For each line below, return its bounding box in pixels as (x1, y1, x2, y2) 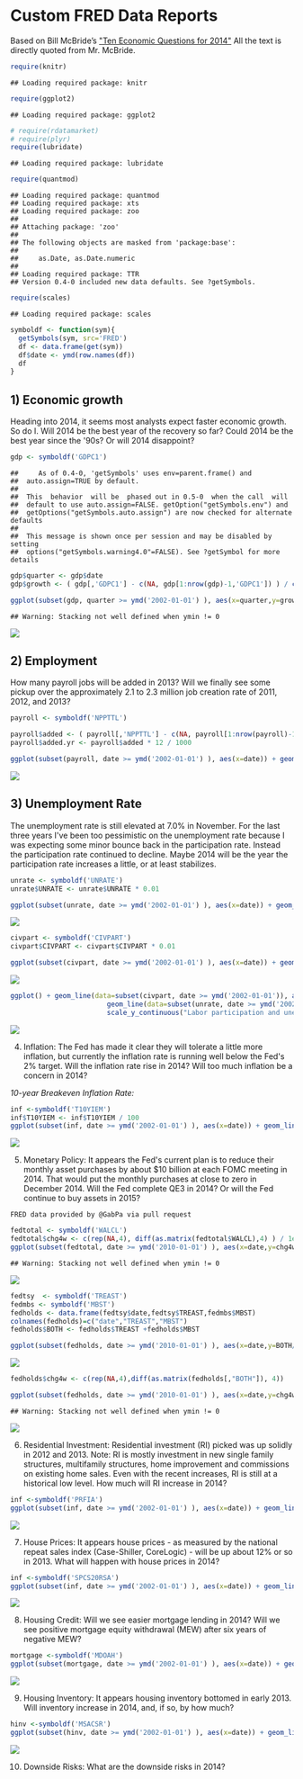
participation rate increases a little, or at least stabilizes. (10, 858, 217, 869)
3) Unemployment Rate (10, 796, 142, 812)
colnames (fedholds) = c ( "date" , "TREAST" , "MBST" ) (10, 1316, 188, 1325)
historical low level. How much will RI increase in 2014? (22, 1478, 227, 1488)
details (10, 555, 40, 564)
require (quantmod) (10, 175, 79, 184)
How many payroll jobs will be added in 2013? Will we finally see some (10, 677, 271, 688)
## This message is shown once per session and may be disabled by (10, 532, 272, 541)
